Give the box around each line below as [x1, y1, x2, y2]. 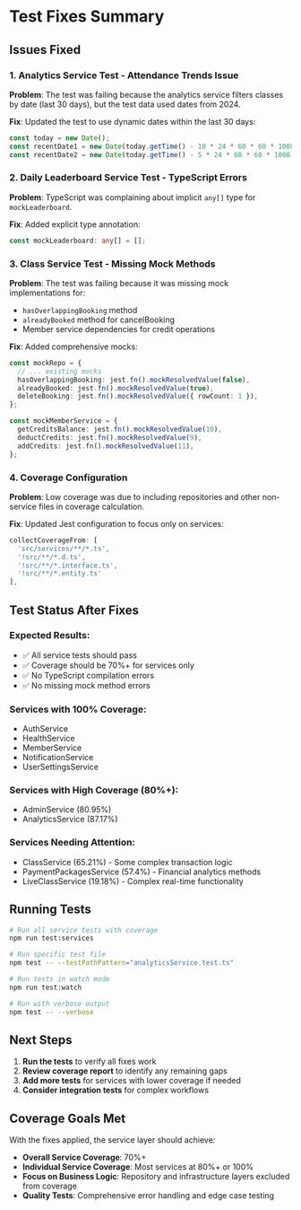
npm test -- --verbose [9, 1007, 94, 1016]
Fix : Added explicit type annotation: [9, 218, 141, 230]
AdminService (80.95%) [21, 804, 112, 815]
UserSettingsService [21, 761, 99, 773]
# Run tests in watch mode [9, 975, 110, 984]
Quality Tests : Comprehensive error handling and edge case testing [21, 1190, 275, 1201]
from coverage [21, 1180, 78, 1191]
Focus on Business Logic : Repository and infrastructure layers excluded [21, 1171, 290, 1182]
